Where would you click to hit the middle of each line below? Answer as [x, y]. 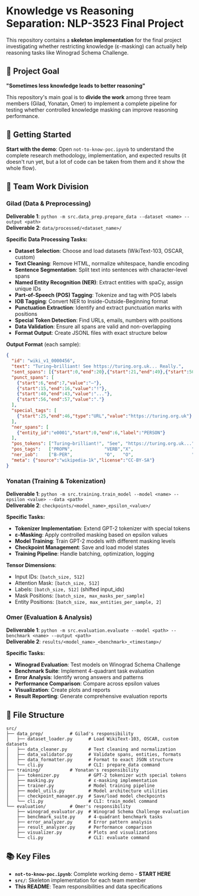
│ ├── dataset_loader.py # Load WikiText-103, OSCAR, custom [92, 739]
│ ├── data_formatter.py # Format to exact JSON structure [90, 760]
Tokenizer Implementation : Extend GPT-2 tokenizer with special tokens [102, 528]
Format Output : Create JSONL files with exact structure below [91, 333]
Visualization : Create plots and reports [62, 690]
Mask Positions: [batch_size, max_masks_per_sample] [80, 596]
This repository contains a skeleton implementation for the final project [94, 40]
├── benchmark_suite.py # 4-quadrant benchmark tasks [90, 817]
